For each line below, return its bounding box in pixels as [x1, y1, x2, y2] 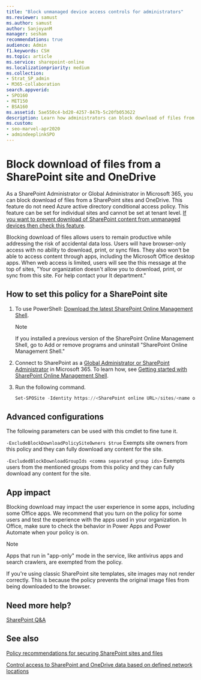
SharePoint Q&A [6, 616, 46, 623]
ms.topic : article [6, 53, 52, 59]
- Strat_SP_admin [6, 76, 50, 82]
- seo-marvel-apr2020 [6, 126, 61, 132]
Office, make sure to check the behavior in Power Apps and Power [6, 523, 171, 530]
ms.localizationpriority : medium [6, 64, 90, 71]
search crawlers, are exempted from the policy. [6, 559, 123, 566]
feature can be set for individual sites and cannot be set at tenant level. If [6, 209, 187, 216]
